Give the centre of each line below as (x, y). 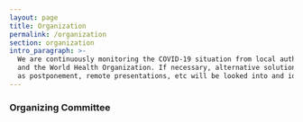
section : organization (52, 43)
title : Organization (48, 26)
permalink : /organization (58, 34)
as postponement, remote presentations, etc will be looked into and (151, 76)
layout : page (34, 17)
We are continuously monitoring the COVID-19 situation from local (147, 59)
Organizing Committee (60, 107)
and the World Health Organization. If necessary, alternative (138, 68)
